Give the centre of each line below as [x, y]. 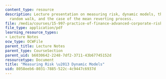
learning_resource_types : [32, 32]
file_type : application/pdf [34, 28]
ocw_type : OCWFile [24, 42]
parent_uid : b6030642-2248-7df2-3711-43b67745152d [58, 55]
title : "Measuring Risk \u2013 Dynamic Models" [55, 64]
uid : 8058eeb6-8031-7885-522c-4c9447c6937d [51, 69]
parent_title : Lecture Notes [35, 46]
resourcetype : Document [30, 60]
